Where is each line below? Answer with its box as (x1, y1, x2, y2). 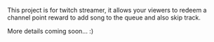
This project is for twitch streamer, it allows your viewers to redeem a (7, 6, 207, 14)
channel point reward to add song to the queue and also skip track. (7, 13, 201, 22)
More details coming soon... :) (7, 27, 93, 35)
